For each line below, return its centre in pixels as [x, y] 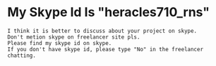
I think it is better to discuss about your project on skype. [102, 31]
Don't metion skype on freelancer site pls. [74, 37]
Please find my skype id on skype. [60, 43]
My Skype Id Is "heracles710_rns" [109, 12]
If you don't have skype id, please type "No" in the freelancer [105, 49]
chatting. [22, 55]
